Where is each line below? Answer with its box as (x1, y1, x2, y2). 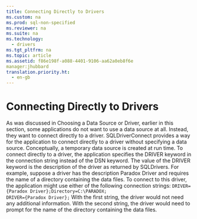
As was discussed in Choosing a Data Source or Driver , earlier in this (6, 119, 173, 127)
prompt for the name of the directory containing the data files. (6, 206, 157, 213)
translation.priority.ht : (6, 69, 70, 75)
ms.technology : (6, 36, 44, 42)
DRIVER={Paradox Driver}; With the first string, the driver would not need (6, 194, 184, 201)
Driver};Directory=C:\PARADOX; (30, 188, 108, 195)
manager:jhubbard (6, 63, 49, 70)
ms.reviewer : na (6, 25, 46, 31)
